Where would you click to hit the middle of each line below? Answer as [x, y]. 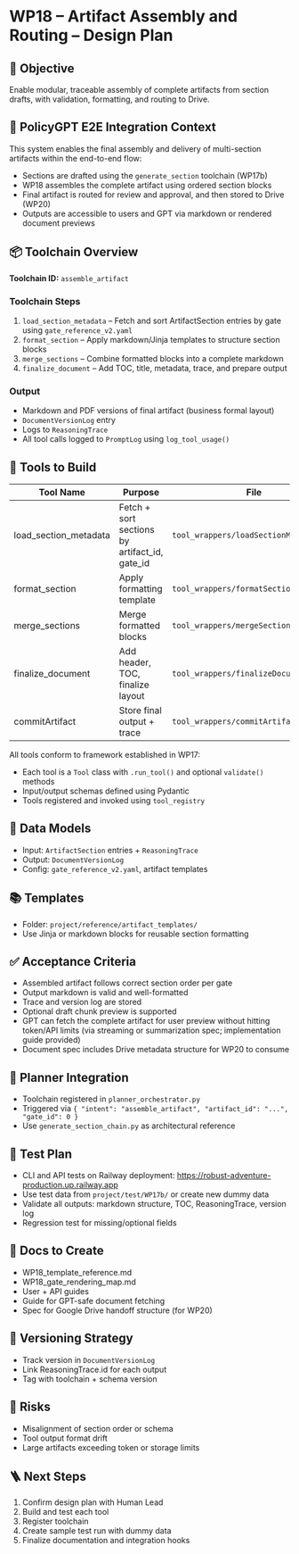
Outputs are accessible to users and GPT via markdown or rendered [147, 213]
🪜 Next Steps [48, 1476]
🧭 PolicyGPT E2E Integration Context [113, 127]
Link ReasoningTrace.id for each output [94, 1369]
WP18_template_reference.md [77, 1272]
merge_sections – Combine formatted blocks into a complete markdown [153, 358]
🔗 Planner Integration [69, 1077]
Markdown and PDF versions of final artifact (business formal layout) [148, 411]
